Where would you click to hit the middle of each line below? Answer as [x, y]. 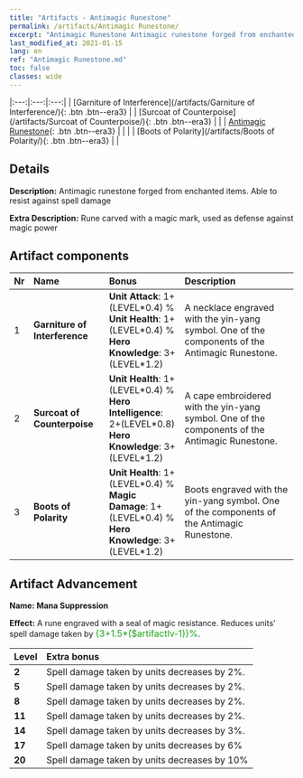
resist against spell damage [60, 201]
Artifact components [69, 255]
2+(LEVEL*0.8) [142, 424]
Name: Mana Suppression [59, 605]
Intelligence [135, 413]
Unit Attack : [135, 296]
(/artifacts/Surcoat [44, 121]
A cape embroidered [228, 396]
